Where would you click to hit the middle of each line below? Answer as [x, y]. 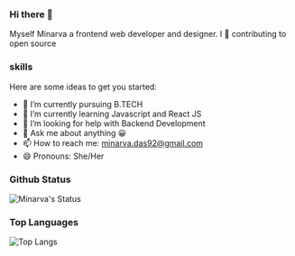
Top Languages [44, 222]
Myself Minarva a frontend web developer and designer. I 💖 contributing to [148, 34]
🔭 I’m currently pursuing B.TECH [83, 104]
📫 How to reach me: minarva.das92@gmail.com [113, 142]
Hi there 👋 [32, 14]
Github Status [40, 179]
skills [21, 67]
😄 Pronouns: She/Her [63, 156]
